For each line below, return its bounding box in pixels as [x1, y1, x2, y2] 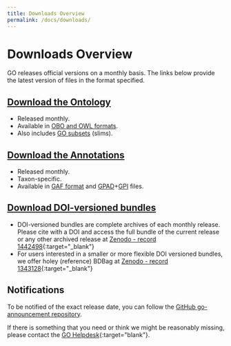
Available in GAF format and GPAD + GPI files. [17, 182, 144, 190]
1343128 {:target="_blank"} [17, 264, 93, 272]
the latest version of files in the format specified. [7, 77, 145, 85]
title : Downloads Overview [7, 10, 85, 17]
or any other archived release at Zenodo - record [17, 235, 157, 243]
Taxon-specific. [17, 175, 62, 183]
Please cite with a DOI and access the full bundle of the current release [17, 227, 219, 236]
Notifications [7, 284, 65, 296]
